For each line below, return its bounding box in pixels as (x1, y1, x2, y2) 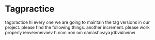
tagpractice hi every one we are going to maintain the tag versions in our (5, 19, 150, 25)
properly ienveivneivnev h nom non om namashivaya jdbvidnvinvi (5, 29, 136, 35)
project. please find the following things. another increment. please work (5, 24, 150, 30)
